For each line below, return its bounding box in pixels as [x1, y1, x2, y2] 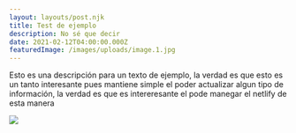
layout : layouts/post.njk [9, 12, 104, 22]
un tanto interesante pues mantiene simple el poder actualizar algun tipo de [9, 79, 285, 90]
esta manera [9, 98, 55, 108]
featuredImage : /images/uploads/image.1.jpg [9, 46, 176, 55]
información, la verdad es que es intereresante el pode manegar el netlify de [9, 89, 287, 100]
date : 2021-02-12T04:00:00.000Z [9, 37, 128, 47]
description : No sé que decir [9, 29, 121, 38]
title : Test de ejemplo [9, 21, 97, 30]
